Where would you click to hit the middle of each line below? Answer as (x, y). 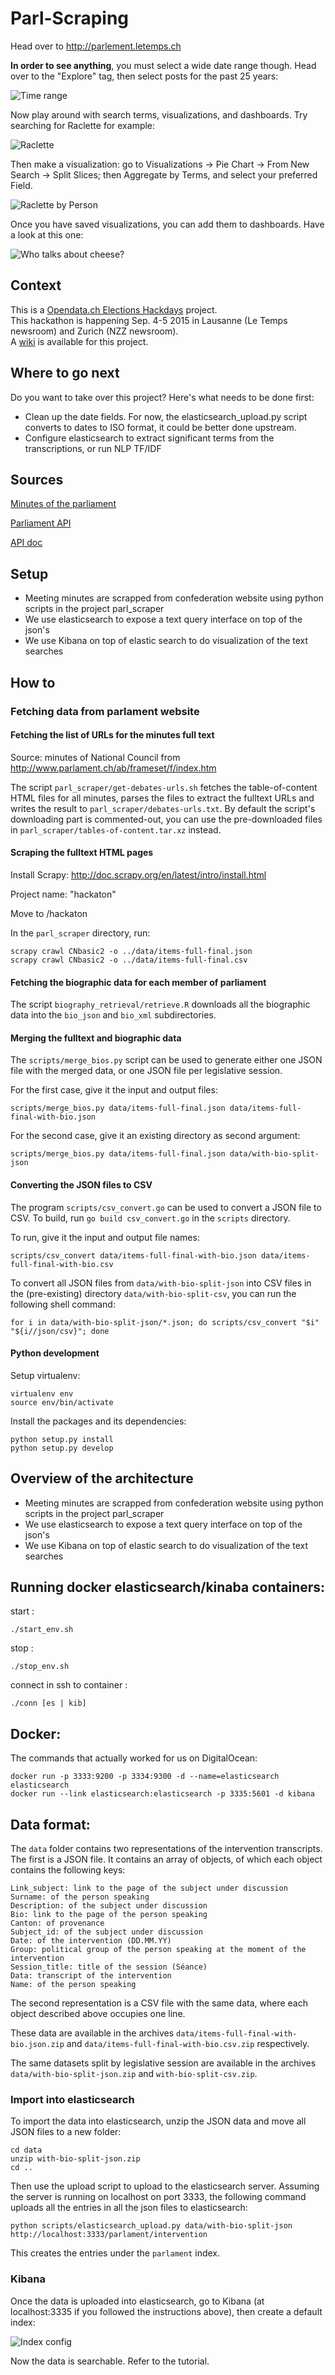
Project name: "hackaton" (63, 894)
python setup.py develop (62, 1448)
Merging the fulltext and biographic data (96, 1038)
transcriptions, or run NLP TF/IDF (93, 448)
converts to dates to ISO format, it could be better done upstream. (160, 427)
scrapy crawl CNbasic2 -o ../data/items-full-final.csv (129, 960)
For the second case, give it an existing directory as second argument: (155, 1136)
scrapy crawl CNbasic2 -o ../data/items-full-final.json (131, 951)
